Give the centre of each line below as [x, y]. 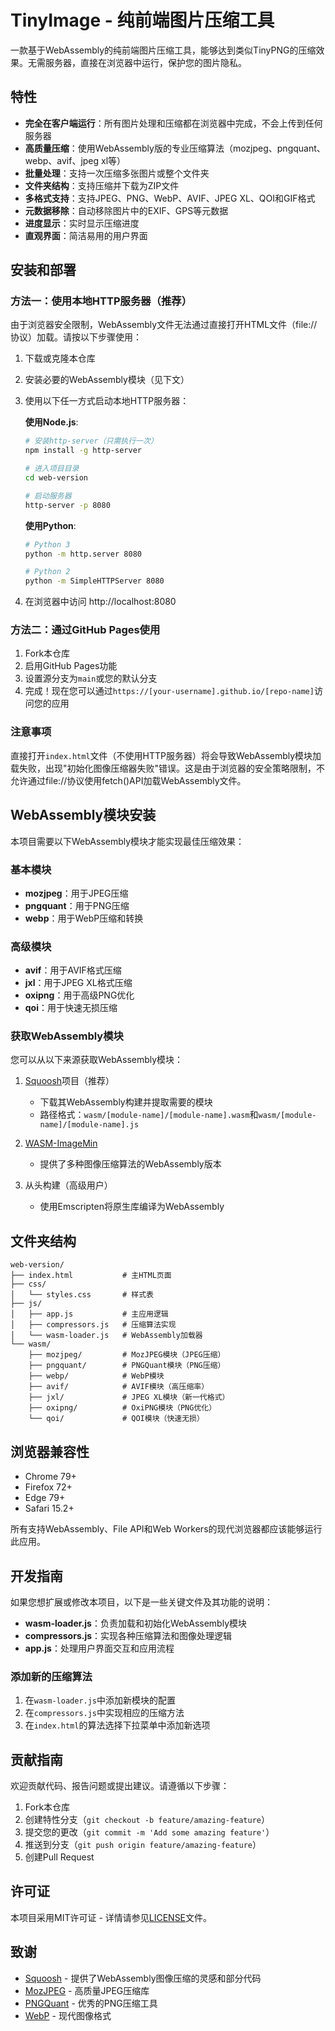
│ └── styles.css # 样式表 [82, 1295]
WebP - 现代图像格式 [68, 2015]
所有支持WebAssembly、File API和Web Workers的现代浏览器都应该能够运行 [166, 1529]
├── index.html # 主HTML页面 [91, 1276]
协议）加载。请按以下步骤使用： [76, 337]
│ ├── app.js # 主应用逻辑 [89, 1314]
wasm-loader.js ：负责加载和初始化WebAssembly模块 [136, 1623]
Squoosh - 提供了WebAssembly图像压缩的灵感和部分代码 [143, 1978]
